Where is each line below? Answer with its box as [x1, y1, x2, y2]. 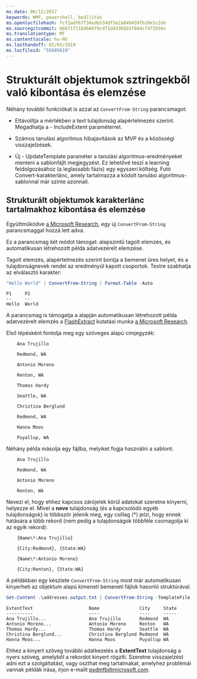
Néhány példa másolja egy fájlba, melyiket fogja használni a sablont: [6, 445, 174, 452]
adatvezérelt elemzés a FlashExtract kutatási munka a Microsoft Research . [6, 318, 189, 325]
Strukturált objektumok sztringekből [6, 73, 190, 86]
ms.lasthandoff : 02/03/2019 [6, 42, 76, 48]
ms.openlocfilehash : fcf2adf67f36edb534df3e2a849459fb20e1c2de [6, 20, 167, 26]
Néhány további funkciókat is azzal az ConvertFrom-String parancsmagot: [6, 105, 187, 112]
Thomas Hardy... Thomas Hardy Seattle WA [6, 626, 169, 633]
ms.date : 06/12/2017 [6, 8, 58, 15]
